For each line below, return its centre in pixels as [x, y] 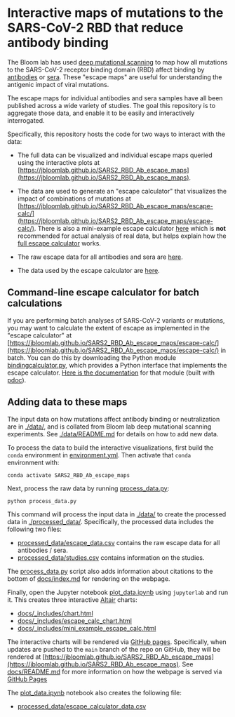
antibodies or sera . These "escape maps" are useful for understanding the [115, 77]
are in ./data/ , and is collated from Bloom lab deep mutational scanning [109, 427]
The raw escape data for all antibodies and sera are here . [100, 257]
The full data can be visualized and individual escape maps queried [115, 155]
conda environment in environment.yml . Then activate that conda [99, 455]
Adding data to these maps [67, 402]
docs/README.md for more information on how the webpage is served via [115, 671]
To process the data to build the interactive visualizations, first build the [110, 448]
